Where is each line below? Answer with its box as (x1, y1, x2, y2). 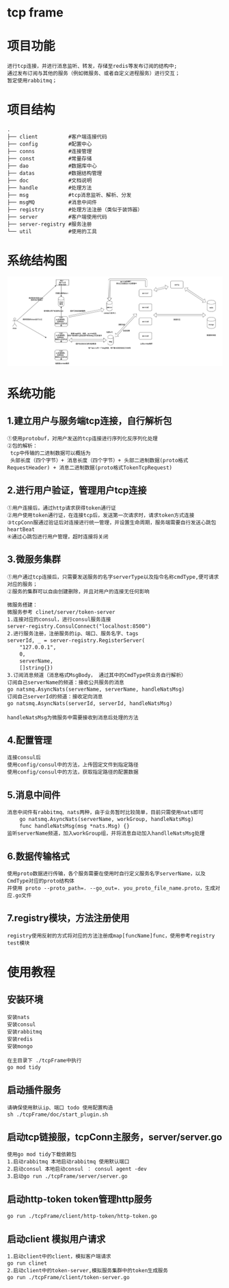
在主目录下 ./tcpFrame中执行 (7, 1057, 82, 1064)
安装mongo (7, 1042, 33, 1050)
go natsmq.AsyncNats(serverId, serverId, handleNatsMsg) (7, 700, 173, 707)
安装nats (7, 1014, 30, 1021)
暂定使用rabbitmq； (7, 77, 57, 84)
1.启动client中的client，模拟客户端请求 (7, 1253, 111, 1260)
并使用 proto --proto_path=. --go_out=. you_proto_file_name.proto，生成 (7, 885, 215, 892)
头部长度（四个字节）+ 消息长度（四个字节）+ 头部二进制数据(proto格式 (10, 457, 189, 464)
